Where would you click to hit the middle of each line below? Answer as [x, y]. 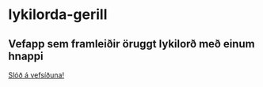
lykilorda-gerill [58, 15]
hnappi [26, 56]
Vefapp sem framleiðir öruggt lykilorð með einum [131, 44]
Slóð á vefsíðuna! [36, 75]
